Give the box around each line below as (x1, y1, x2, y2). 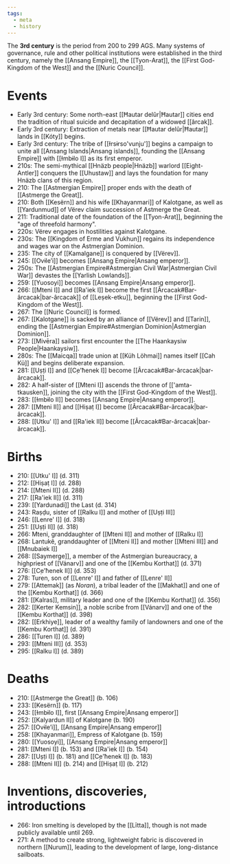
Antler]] (16, 169, 39, 177)
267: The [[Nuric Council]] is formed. (16, 307, 122, 316)
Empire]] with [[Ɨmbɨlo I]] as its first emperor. (16, 154, 143, 162)
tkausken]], (16, 388, 49, 396)
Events (7, 87, 48, 103)
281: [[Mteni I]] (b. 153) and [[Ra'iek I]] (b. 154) (16, 745, 148, 753)
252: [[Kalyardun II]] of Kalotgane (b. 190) (16, 716, 135, 724)
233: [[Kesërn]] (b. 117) (16, 701, 82, 709)
